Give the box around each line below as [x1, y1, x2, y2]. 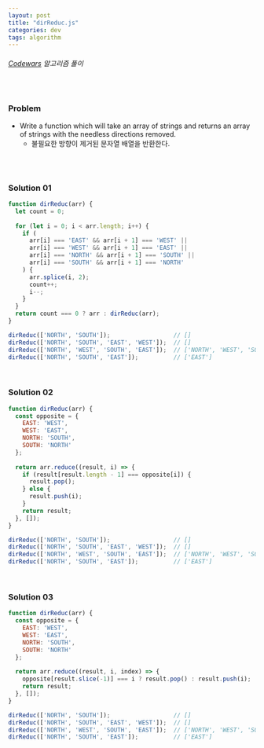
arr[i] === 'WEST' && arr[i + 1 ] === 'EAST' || [28, 244, 189, 252]
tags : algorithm [8, 33, 61, 42]
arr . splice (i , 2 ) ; [28, 273, 90, 281]
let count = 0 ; [15, 207, 65, 215]
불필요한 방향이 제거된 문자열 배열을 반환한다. [31, 138, 170, 148]
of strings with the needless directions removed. [19, 129, 177, 138]
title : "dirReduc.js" [8, 19, 79, 27]
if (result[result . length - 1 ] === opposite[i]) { [22, 471, 192, 478]
